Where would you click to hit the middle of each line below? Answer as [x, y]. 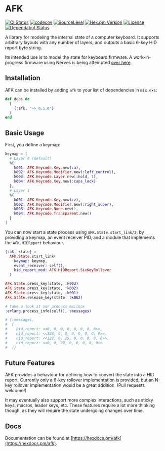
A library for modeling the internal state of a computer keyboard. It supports [82, 37]
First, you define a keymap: [33, 144]
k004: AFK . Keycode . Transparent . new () [53, 214]
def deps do [17, 99]
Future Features [30, 363]
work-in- [142, 57]
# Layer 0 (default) [31, 158]
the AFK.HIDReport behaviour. [35, 242]
